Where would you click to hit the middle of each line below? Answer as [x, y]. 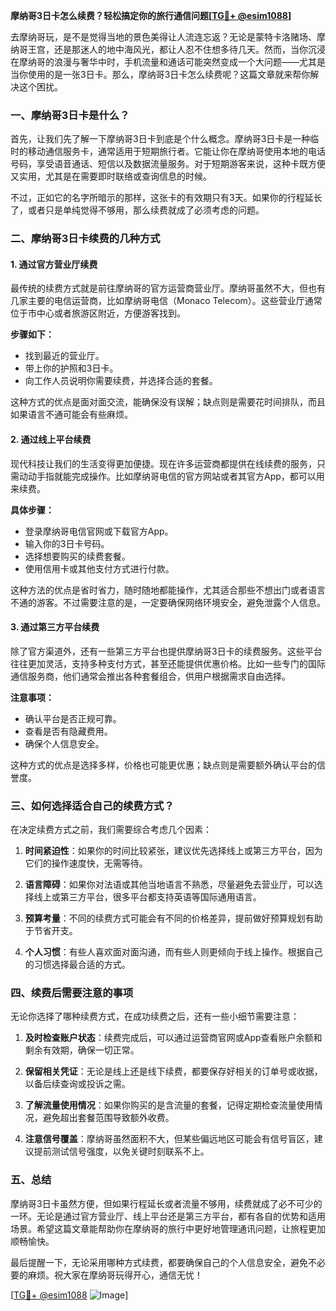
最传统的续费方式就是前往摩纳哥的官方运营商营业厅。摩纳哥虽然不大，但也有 [168, 288]
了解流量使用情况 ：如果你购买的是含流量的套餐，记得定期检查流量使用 [169, 1105]
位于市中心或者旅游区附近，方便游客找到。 [98, 313]
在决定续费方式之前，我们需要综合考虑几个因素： [111, 830]
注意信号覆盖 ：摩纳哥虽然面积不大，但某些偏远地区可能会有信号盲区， [169, 1139]
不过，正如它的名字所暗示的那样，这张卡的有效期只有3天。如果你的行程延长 [166, 198]
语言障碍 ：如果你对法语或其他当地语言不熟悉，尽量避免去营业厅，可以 [169, 885]
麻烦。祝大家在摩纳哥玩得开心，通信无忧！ [115, 1275]
